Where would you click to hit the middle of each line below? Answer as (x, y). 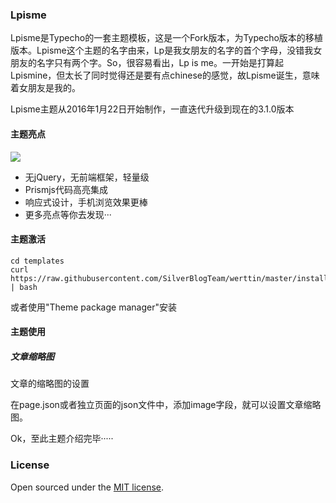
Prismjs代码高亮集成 (66, 189)
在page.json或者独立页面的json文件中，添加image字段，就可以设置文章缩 (161, 405)
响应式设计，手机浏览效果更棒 (86, 202)
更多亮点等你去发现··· (68, 214)
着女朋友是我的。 (45, 88)
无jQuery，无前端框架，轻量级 (87, 177)
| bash (24, 287)
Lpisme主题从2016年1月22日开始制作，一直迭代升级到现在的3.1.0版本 (152, 109)
